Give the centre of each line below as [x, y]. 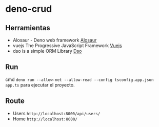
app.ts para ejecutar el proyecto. [40, 84]
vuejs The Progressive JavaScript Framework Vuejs [67, 46]
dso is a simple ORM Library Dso [47, 51]
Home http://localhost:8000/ [45, 119]
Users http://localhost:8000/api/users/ [56, 113]
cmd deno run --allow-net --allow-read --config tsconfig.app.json [79, 79]
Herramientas [28, 28]
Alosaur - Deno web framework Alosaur [55, 40]
